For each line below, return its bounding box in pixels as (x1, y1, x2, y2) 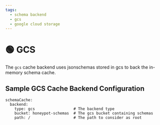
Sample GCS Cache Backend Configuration (5, 84, 145, 93)
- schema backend (10, 12, 47, 17)
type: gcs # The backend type (14, 106, 115, 111)
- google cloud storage (10, 21, 60, 27)
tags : (5, 7, 17, 13)
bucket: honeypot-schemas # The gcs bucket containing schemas (14, 111, 153, 116)
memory (5, 70, 23, 76)
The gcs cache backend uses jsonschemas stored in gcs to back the (5, 64, 148, 71)
